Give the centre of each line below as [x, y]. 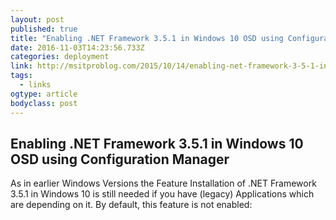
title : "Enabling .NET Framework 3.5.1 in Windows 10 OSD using [147, 38]
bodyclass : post [44, 103]
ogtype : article [44, 94]
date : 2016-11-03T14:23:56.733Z [77, 47]
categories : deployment [60, 57]
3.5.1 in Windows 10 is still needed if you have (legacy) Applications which [162, 194]
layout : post [37, 19]
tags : [21, 76]
